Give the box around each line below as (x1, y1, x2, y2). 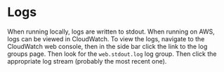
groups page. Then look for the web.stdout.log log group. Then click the (7, 50, 217, 58)
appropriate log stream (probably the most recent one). (7, 57, 167, 65)
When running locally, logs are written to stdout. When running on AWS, (7, 27, 216, 36)
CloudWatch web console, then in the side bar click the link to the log (7, 42, 208, 50)
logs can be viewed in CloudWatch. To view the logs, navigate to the (7, 34, 205, 43)
